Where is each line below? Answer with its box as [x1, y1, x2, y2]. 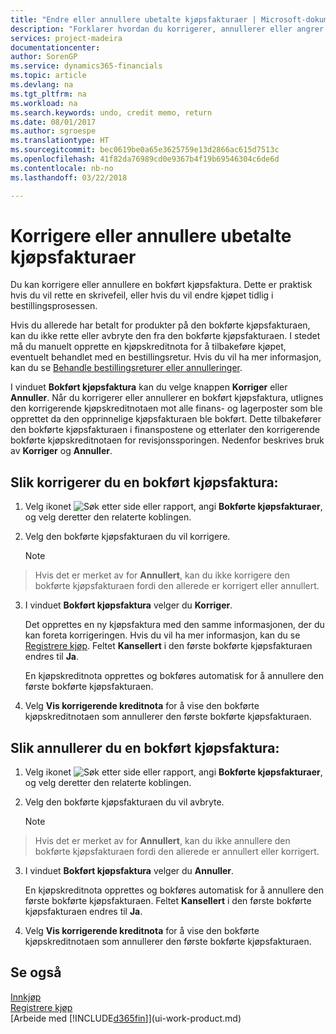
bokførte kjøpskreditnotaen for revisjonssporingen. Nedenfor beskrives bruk [10, 434, 325, 446]
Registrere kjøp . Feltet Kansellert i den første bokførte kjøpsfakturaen [24, 640, 313, 652]
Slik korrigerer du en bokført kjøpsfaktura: [10, 474, 279, 491]
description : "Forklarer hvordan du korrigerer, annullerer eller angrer [10, 24, 325, 34]
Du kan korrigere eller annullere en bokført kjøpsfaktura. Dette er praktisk [10, 279, 313, 291]
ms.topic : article [10, 71, 87, 81]
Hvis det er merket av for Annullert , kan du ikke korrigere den [34, 569, 290, 581]
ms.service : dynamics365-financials [10, 61, 163, 71]
